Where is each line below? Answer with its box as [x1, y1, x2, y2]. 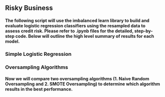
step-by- [134, 28, 153, 34]
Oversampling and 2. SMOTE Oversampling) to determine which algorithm [5, 81, 160, 87]
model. [5, 38, 20, 44]
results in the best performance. [5, 86, 73, 92]
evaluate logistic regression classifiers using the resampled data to [5, 23, 146, 28]
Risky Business [5, 4, 53, 12]
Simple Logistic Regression [5, 50, 72, 57]
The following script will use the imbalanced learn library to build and [5, 17, 150, 24]
